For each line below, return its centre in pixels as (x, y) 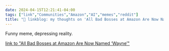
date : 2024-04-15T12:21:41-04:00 (40, 10)
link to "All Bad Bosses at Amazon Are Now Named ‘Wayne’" (67, 43)
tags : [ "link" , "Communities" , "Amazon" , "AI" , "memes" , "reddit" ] (72, 15)
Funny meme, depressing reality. (39, 34)
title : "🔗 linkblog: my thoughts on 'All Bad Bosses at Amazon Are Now (82, 19)
